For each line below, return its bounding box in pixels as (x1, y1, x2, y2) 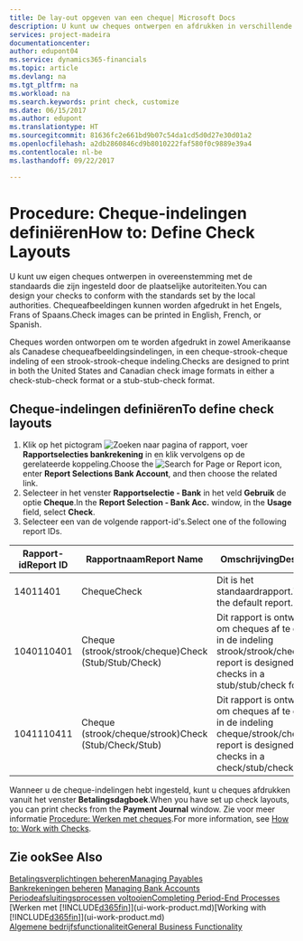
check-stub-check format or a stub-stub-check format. (9, 375, 215, 386)
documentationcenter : (9, 38, 91, 48)
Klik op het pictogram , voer (22, 439, 248, 450)
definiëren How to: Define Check (9, 222, 255, 242)
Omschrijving (220, 553, 280, 566)
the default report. (216, 597, 293, 609)
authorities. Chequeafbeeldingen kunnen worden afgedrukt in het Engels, (9, 300, 282, 311)
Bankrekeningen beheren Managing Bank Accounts (9, 883, 200, 894)
